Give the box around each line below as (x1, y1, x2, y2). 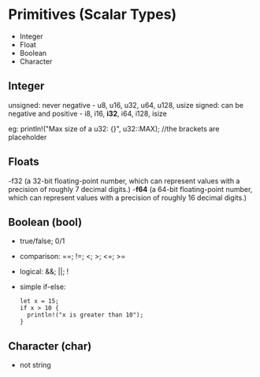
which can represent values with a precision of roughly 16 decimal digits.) (8, 193, 247, 202)
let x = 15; (19, 298, 59, 305)
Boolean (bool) (8, 215, 83, 229)
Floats (8, 155, 39, 168)
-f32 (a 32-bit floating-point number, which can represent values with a (8, 176, 240, 186)
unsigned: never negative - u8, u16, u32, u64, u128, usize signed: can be (8, 100, 244, 109)
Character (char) (8, 339, 92, 353)
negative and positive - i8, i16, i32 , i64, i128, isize (8, 109, 167, 118)
